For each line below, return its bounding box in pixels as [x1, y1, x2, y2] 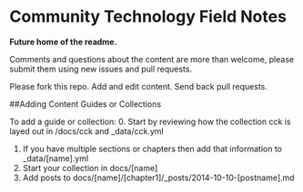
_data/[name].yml [22, 152, 89, 164]
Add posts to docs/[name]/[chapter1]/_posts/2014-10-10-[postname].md [22, 172, 295, 183]
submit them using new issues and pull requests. [9, 63, 193, 74]
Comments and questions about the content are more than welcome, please [9, 53, 294, 64]
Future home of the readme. [9, 36, 117, 47]
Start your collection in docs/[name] [22, 162, 158, 173]
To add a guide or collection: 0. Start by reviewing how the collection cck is [9, 116, 291, 127]
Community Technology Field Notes [9, 6, 287, 27]
